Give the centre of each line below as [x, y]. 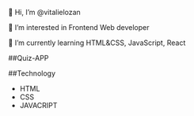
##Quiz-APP [29, 58]
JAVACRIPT [38, 105]
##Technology [32, 73]
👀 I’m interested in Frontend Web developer [79, 27]
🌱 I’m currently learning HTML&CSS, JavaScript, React [97, 43]
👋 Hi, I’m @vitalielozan [44, 12]
